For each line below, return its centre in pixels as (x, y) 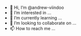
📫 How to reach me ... (32, 28)
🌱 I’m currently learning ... (36, 18)
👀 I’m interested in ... (30, 13)
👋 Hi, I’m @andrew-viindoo (37, 8)
